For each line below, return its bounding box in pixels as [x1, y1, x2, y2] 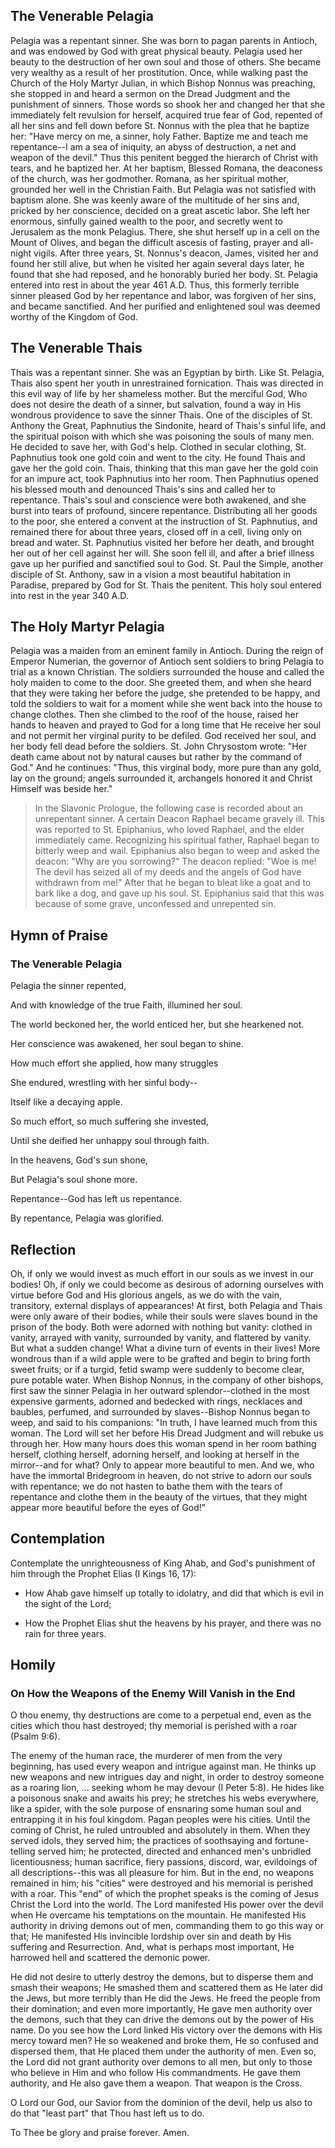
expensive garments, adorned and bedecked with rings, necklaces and [10, 1395, 303, 1407]
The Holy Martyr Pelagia [10, 619, 165, 636]
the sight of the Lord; [24, 1597, 112, 1609]
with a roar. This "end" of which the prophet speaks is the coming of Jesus [10, 1888, 319, 1900]
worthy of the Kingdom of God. [10, 310, 139, 323]
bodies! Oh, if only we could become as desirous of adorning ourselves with [10, 1278, 324, 1290]
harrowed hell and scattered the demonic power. [10, 1952, 211, 1964]
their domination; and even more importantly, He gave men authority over [10, 2003, 313, 2015]
